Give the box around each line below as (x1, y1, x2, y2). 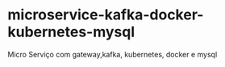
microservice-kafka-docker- (7, 6, 204, 24)
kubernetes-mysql (7, 23, 135, 41)
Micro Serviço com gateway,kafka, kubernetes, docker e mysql (7, 49, 218, 59)
